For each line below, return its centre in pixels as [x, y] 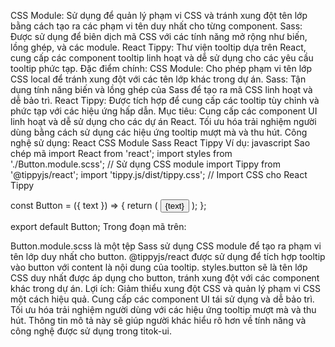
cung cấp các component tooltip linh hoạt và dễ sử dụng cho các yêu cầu [162, 58]
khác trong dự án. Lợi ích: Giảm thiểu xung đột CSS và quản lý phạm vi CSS [166, 288]
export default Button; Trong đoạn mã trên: [98, 226]
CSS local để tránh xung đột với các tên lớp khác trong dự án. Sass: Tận [158, 79]
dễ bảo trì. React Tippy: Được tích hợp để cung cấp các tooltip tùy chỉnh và [165, 100]
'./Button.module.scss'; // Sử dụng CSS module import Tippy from [145, 164]
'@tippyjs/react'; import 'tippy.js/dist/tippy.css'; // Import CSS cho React [159, 174]
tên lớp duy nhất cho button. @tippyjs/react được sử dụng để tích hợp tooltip [168, 256]
